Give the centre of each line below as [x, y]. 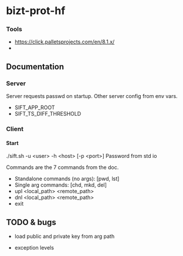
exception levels [34, 248]
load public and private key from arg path [65, 237]
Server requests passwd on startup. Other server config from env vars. [92, 96]
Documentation [35, 67]
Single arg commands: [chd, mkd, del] [61, 185]
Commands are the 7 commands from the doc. [62, 167]
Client [15, 129]
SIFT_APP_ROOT [35, 107]
